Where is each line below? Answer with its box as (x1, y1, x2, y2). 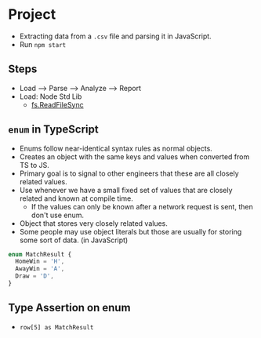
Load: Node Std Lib (19, 92, 82, 101)
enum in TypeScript (8, 123, 100, 136)
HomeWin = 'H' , (15, 257, 65, 266)
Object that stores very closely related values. (19, 218, 169, 228)
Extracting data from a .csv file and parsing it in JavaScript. (19, 31, 212, 41)
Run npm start (19, 39, 67, 49)
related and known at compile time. (19, 194, 133, 203)
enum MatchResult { (8, 250, 72, 258)
